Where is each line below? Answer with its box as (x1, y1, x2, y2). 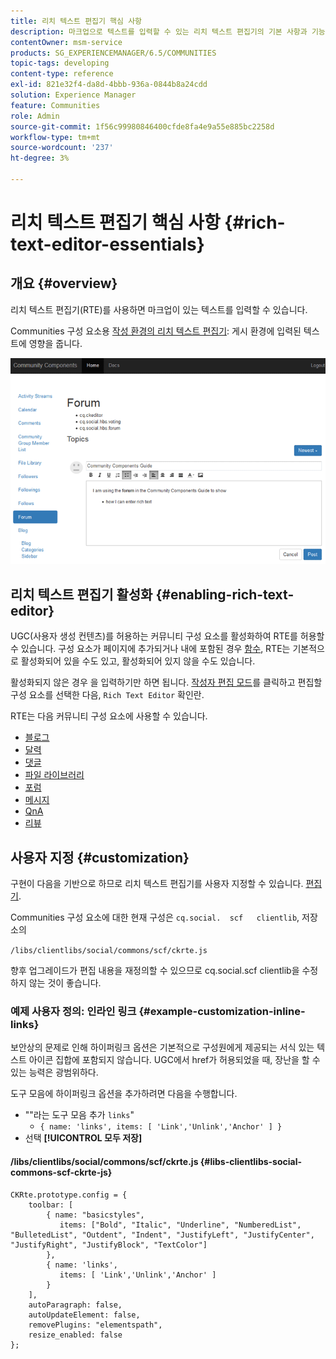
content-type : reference (10, 69, 114, 79)
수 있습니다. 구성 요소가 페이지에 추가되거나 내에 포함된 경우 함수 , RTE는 (10, 643, 291, 655)
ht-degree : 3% (10, 153, 70, 164)
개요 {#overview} (10, 275, 118, 292)
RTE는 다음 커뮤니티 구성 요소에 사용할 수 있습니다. (10, 710, 208, 722)
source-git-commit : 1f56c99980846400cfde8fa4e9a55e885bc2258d (10, 121, 275, 132)
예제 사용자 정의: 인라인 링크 (10, 1004, 137, 1018)
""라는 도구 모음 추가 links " (24, 1109, 135, 1121)
